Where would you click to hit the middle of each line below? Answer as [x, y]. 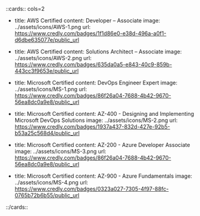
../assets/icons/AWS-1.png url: [53, 27]
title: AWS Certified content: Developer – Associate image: [87, 20]
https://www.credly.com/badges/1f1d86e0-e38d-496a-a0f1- [90, 33]
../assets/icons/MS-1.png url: [51, 89]
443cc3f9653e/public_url [47, 71]
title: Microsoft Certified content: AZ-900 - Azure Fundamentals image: [103, 176]
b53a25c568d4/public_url [47, 133]
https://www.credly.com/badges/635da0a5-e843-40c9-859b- [93, 64]
